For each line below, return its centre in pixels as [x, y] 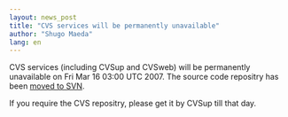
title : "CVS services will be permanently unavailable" [114, 26]
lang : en [25, 42]
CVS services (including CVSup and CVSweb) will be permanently [130, 67]
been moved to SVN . [47, 86]
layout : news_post [43, 17]
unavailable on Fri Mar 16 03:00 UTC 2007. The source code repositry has [144, 77]
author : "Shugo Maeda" [51, 34]
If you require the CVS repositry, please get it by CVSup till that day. [133, 104]
